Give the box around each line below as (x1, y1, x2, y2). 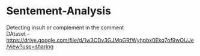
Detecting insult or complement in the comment (6, 24, 124, 31)
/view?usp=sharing (6, 43, 54, 50)
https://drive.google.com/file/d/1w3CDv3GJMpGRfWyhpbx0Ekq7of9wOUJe (6, 36, 194, 43)
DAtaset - (6, 30, 30, 37)
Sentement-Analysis (6, 4, 111, 18)
